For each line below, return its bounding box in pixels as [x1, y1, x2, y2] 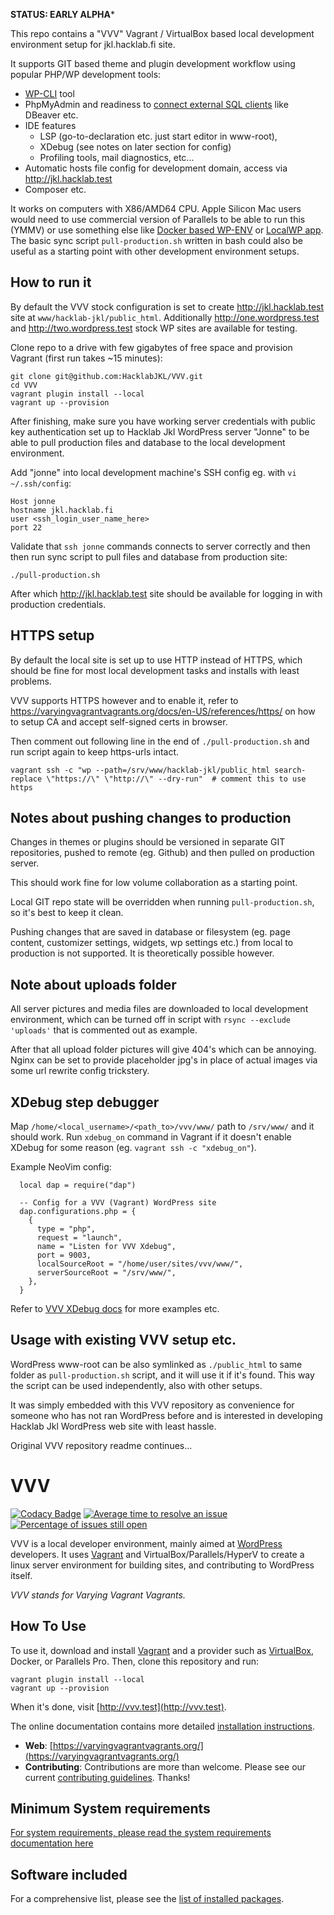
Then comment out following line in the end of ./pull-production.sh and [10, 735, 310, 747]
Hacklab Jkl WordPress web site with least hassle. [10, 1420, 217, 1432]
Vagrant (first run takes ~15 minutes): [10, 352, 163, 364]
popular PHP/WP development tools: [10, 69, 162, 80]
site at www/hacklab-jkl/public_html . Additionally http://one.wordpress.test [10, 311, 320, 323]
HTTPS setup [10, 627, 95, 644]
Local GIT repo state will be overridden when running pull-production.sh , [10, 896, 315, 908]
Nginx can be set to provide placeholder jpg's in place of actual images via [10, 1054, 318, 1066]
